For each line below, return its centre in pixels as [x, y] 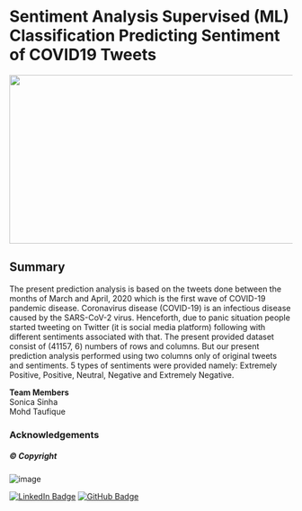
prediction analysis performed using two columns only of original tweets [143, 355]
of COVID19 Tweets [83, 55]
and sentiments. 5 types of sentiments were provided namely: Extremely [143, 365]
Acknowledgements [54, 435]
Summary [37, 267]
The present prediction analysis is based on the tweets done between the [145, 289]
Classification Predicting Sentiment [145, 36]
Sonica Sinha [34, 401]
